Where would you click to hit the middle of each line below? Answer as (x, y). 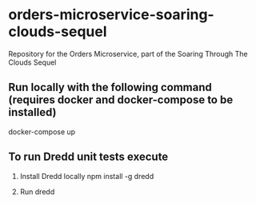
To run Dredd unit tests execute (88, 157)
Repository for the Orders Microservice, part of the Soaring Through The (128, 54)
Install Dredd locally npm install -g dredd (87, 176)
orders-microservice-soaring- (111, 15)
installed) (32, 112)
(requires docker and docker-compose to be (121, 100)
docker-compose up (42, 131)
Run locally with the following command (110, 88)
